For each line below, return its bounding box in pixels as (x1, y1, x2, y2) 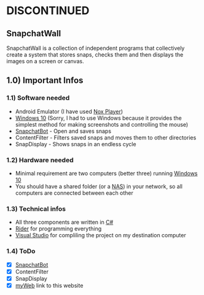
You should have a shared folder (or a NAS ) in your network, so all (15, 183, 183, 190)
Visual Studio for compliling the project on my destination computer (15, 232, 186, 239)
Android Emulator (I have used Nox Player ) (15, 108, 124, 115)
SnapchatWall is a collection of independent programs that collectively (6, 44, 185, 52)
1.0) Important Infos (6, 75, 84, 86)
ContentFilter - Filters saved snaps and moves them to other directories (15, 133, 197, 141)
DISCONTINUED (6, 4, 90, 18)
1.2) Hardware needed (6, 155, 74, 164)
